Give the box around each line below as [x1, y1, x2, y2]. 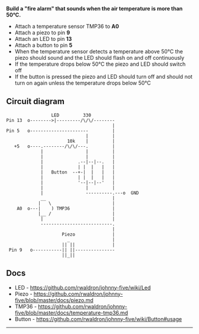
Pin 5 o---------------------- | [6, 127, 115, 134]
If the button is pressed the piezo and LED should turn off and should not [14, 73, 192, 80]
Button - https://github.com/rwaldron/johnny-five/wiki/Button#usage [14, 315, 182, 322]
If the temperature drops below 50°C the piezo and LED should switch [14, 60, 186, 68]
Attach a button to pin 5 [14, 41, 73, 49]
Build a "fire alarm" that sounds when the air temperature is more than [6, 5, 183, 12]
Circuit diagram [6, 97, 65, 107]
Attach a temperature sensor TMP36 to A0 [14, 23, 120, 30]
